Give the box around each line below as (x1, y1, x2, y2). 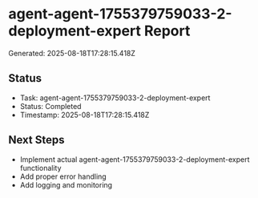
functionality (19, 163, 62, 172)
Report (143, 22, 191, 40)
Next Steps (8, 133, 65, 147)
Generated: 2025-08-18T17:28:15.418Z (8, 48, 136, 58)
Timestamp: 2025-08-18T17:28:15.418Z (19, 110, 150, 119)
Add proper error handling (19, 172, 107, 181)
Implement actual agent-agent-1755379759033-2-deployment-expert (19, 154, 250, 164)
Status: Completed (19, 101, 82, 111)
